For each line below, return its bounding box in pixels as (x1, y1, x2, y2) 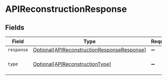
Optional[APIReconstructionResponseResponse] (33, 46, 147, 53)
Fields (5, 23, 25, 32)
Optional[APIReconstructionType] (33, 61, 111, 68)
